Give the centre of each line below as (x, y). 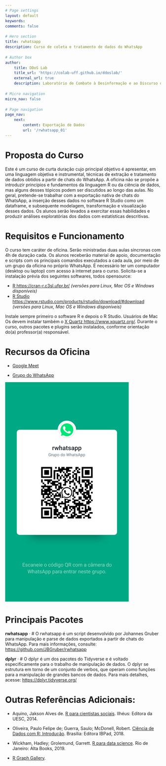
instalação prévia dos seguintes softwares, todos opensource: (68, 276)
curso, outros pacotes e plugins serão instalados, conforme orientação (77, 326)
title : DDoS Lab (31, 68)
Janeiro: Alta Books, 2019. (39, 748)
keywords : (15, 21)
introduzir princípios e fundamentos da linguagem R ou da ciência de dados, (83, 185)
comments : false (22, 26)
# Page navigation (24, 109)
